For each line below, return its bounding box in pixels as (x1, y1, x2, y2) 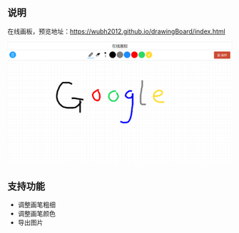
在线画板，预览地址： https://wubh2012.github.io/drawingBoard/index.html (7, 27, 226, 36)
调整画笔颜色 (17, 209, 56, 218)
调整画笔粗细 (17, 200, 56, 209)
